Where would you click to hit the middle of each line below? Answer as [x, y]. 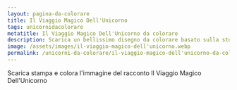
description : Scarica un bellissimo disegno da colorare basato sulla [113, 40]
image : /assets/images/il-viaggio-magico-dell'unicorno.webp [99, 46]
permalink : [23, 53]
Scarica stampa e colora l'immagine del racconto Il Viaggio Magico [104, 73]
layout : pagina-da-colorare [49, 14]
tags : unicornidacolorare [45, 27]
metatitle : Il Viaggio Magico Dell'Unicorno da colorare [93, 33]
